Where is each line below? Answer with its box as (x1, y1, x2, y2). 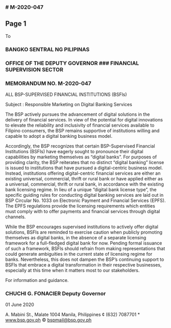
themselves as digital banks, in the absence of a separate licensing (5, 234, 146, 240)
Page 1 (5, 19, 27, 28)
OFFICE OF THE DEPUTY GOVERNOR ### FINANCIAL (5, 59, 139, 67)
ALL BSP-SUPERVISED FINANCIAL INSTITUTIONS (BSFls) (5, 91, 127, 97)
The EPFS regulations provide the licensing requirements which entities (5, 202, 156, 209)
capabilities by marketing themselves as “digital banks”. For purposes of (5, 154, 157, 160)
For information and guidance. (5, 277, 69, 283)
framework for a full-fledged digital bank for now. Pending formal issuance (5, 240, 162, 246)
